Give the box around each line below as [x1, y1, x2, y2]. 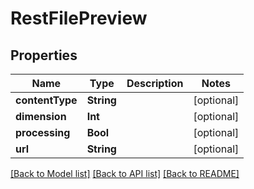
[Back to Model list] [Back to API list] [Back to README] [10, 168, 240, 179]
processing [15, 126, 71, 139]
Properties [10, 47, 78, 64]
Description [126, 77, 184, 90]
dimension [15, 110, 67, 123]
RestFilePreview [10, 7, 148, 30]
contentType [15, 93, 78, 107]
